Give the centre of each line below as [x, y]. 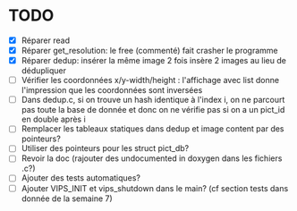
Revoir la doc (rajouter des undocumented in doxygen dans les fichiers [152, 158]
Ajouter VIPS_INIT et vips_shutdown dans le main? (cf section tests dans [155, 188]
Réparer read [46, 40]
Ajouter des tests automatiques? [81, 178]
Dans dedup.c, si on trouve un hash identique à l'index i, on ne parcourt [153, 100]
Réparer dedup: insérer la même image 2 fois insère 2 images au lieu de [154, 61]
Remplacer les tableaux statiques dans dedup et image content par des [153, 129]
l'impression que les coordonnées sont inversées [112, 90]
